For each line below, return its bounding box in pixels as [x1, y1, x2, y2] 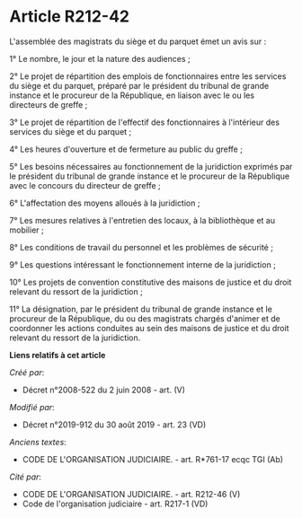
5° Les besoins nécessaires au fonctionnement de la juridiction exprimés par [9, 161, 293, 171]
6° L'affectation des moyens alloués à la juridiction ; [9, 198, 200, 208]
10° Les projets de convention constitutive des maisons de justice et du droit [9, 277, 292, 287]
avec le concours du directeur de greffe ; [9, 180, 162, 190]
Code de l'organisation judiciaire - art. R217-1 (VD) [22, 498, 209, 509]
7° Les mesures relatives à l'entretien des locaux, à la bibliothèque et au [9, 215, 276, 225]
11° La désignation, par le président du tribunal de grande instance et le [9, 303, 272, 314]
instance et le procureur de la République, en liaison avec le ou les [9, 90, 254, 101]
